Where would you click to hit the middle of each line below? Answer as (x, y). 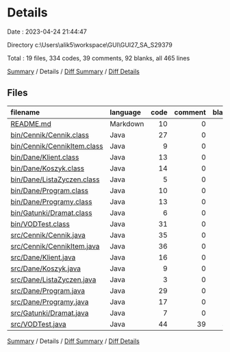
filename (25, 112)
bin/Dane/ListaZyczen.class (55, 179)
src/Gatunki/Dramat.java (50, 313)
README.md (31, 123)
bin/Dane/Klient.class (45, 157)
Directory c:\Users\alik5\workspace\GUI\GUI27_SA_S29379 (90, 45)
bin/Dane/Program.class (50, 190)
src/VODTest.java (38, 324)
